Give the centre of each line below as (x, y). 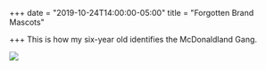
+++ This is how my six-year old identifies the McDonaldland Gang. (133, 39)
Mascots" (27, 22)
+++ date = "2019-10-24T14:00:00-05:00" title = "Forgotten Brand (132, 13)
